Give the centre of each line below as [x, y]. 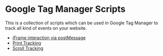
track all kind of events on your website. [46, 28]
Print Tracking [27, 43]
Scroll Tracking [28, 48]
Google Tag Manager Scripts [65, 9]
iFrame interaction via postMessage [49, 38]
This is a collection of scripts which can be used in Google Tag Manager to [81, 23]
